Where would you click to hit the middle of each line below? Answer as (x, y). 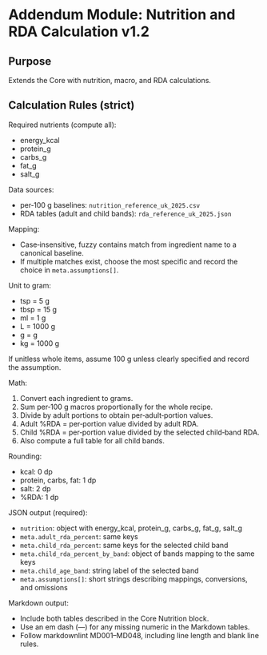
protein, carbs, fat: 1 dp (58, 480)
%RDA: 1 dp (39, 497)
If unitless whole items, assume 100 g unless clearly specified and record (129, 359)
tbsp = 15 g (38, 309)
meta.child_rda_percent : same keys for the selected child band (124, 545)
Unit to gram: (30, 285)
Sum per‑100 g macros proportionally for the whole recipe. (116, 407)
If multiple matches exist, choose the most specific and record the (129, 261)
